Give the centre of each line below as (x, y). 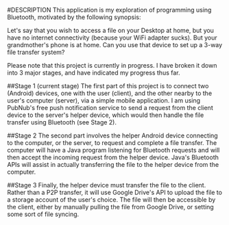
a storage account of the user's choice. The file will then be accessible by (111, 200)
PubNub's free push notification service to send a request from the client (110, 108)
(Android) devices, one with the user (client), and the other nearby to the (110, 93)
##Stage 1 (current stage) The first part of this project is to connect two (108, 86)
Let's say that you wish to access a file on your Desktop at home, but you (111, 30)
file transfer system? (36, 52)
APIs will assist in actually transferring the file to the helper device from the (113, 164)
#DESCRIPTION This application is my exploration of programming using (109, 10)
